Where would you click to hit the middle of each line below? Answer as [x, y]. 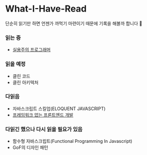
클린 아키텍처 [25, 82]
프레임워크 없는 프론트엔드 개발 [43, 115]
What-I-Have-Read [46, 9]
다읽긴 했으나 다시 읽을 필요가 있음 [44, 129]
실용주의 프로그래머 [31, 50]
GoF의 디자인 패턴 [30, 147]
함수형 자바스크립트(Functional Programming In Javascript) [72, 141]
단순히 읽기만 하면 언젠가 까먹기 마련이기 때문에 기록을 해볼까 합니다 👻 [74, 23]
